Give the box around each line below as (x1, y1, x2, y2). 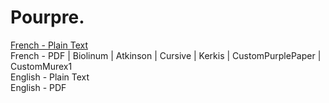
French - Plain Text (10, 39, 88, 51)
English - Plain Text (10, 71, 90, 83)
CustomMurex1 (10, 60, 73, 72)
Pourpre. (10, 6, 85, 29)
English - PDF (10, 81, 67, 93)
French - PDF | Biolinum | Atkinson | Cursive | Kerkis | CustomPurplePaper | (10, 49, 322, 61)
